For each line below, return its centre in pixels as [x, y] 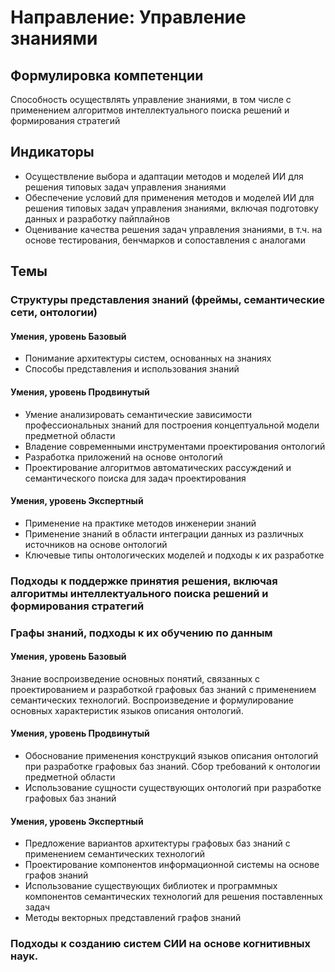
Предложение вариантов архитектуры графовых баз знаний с [157, 843]
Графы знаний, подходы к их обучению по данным [141, 633]
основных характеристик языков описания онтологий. [127, 710]
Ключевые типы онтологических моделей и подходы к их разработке [174, 555]
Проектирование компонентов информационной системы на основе [172, 865]
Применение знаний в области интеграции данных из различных [164, 533]
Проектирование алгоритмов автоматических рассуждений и [158, 467]
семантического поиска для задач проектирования [135, 478]
